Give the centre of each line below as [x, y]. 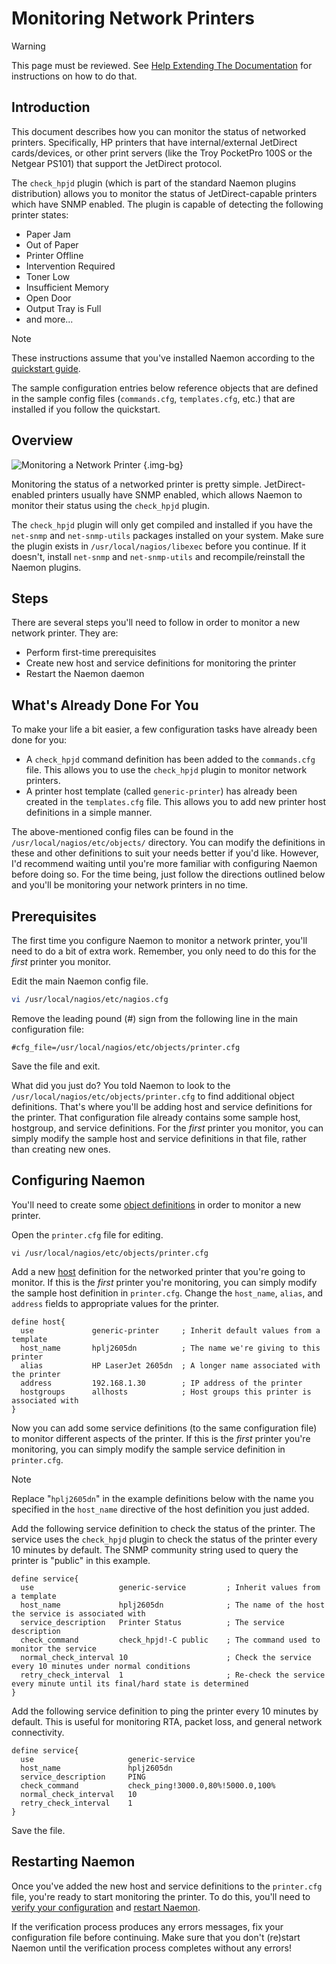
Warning [28, 46]
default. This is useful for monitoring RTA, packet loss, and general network [167, 1721]
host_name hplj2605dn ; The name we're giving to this [170, 1348]
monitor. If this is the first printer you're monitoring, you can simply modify [164, 1282]
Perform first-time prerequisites [91, 653]
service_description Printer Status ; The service [152, 1622]
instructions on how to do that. [74, 76]
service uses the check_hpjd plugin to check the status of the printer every [164, 1539]
